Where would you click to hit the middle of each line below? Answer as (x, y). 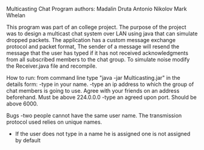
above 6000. (22, 104)
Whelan (16, 15)
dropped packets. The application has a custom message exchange (91, 40)
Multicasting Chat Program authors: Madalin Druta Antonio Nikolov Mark (97, 9)
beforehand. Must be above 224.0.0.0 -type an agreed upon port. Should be (102, 97)
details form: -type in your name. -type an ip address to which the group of (100, 84)
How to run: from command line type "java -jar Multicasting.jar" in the (93, 78)
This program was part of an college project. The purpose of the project (96, 27)
